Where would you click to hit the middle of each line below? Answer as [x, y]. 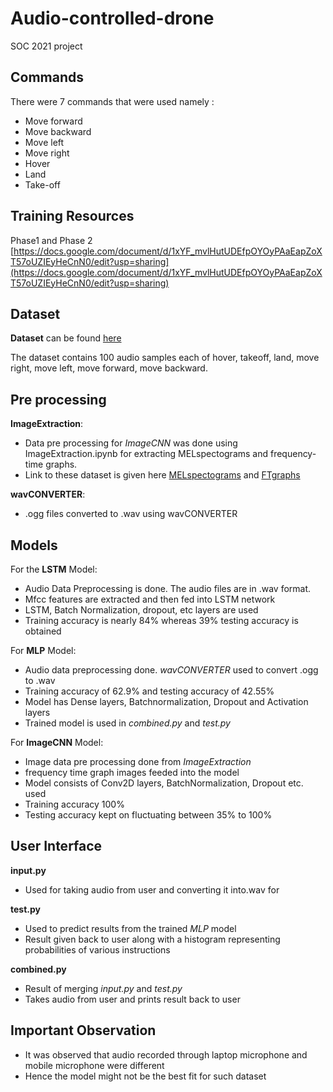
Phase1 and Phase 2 [51, 240]
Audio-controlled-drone [112, 18]
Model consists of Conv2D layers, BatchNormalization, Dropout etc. [164, 783]
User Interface [56, 846]
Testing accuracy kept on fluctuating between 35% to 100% [148, 815]
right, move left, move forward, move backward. [109, 368]
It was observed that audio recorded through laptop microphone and [166, 1054]
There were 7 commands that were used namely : [112, 101]
